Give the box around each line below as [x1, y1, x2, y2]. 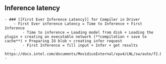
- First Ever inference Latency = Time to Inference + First [13, 21, 142, 26]
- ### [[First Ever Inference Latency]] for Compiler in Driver [4, 17, 140, 22]
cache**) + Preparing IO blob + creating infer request [4, 38, 122, 43]
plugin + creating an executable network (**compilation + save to [4, 34, 147, 39]
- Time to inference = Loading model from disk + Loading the [22, 30, 154, 35]
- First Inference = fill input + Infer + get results [22, 43, 138, 48]
